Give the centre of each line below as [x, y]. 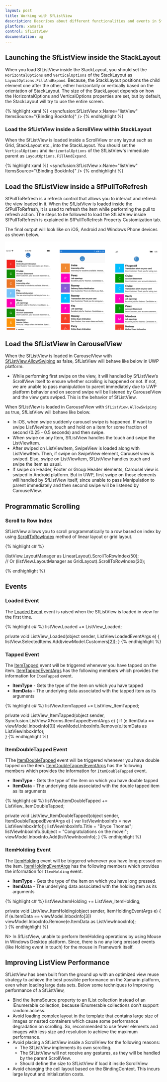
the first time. [19, 617]
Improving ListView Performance [57, 962]
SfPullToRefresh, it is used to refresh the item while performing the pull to [80, 209]
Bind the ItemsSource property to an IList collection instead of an [79, 1000]
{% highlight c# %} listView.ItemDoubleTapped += [56, 801]
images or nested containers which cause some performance [75, 1021]
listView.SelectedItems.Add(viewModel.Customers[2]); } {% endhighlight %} [83, 641]
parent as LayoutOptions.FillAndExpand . [46, 156]
